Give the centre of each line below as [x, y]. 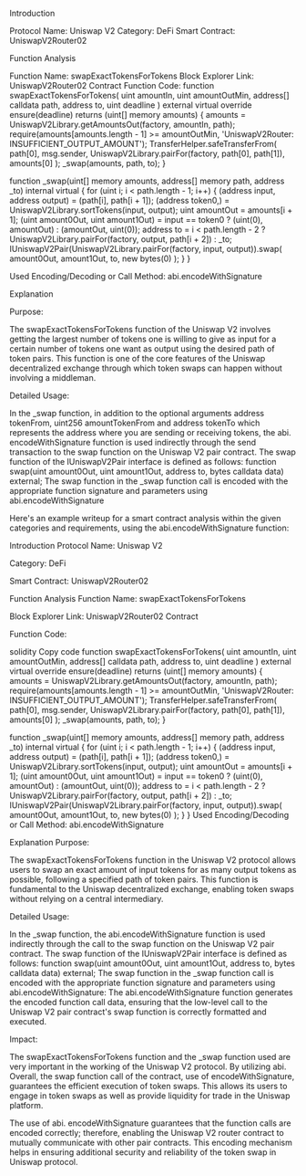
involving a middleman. [53, 378]
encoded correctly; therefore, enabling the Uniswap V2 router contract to [147, 1133]
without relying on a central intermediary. [87, 899]
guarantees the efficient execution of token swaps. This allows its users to [148, 1086]
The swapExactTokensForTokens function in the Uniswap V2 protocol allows [153, 860]
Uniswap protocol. [44, 1162]
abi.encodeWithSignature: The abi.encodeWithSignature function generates [151, 992]
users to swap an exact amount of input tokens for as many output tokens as [153, 870]
